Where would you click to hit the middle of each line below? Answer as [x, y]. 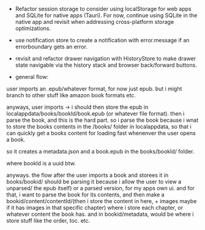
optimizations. [33, 28]
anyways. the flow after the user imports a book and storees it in [88, 175]
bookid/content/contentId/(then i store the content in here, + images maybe [102, 201]
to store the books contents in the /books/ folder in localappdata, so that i [99, 127]
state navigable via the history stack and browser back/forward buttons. [106, 65]
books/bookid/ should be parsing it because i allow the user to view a [94, 182]
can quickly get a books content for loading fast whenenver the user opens [101, 133]
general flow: [32, 77]
